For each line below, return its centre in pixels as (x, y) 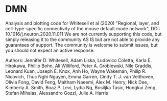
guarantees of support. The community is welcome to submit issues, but (81, 45)
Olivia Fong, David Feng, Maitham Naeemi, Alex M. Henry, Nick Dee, (77, 82)
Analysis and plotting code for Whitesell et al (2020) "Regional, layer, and (82, 23)
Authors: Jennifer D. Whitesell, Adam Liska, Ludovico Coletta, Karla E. (79, 60)
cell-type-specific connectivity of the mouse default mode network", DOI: (83, 28)
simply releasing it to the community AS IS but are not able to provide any (82, 39)
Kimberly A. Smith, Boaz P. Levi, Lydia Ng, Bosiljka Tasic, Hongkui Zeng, (81, 87)
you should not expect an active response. (50, 50)
